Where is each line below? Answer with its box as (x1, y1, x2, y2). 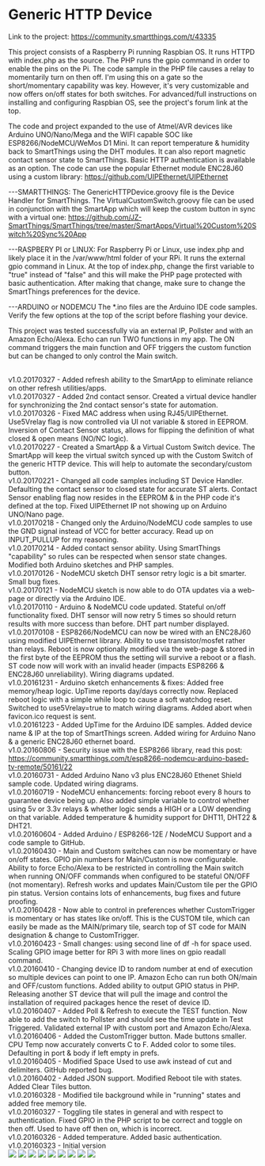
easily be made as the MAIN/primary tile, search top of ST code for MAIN (8, 921, 247, 932)
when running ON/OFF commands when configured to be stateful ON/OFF (8, 871, 251, 881)
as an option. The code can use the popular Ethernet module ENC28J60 (8, 163, 244, 173)
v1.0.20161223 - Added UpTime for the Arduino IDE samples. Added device (8, 719, 252, 730)
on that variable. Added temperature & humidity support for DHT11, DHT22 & (8, 812, 257, 821)
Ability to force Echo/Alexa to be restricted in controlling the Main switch (8, 863, 244, 872)
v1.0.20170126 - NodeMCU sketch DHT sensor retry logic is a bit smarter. (8, 568, 247, 577)
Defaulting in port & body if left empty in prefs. (8, 1048, 160, 1057)
